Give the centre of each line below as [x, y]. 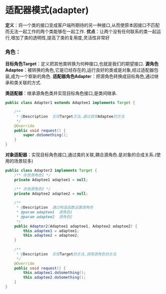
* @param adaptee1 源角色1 [44, 212]
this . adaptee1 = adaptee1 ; [51, 231]
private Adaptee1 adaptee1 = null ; [51, 180]
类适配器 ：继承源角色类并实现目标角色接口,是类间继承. [61, 93]
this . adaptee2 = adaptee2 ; [51, 236]
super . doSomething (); [46, 135]
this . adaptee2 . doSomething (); [54, 277]
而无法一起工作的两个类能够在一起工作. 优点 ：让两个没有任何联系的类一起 [81, 31]
